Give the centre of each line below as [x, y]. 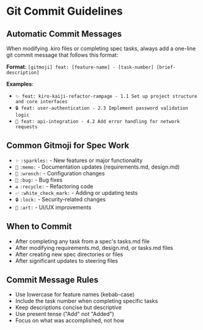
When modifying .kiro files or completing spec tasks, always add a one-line [101, 48]
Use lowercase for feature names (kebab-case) [75, 295]
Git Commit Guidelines [65, 11]
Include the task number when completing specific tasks [87, 301]
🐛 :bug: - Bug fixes [39, 180]
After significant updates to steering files [66, 260]
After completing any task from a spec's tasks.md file [82, 241]
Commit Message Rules [53, 280]
